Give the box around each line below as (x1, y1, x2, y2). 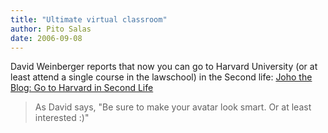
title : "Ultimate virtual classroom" (10, 14, 168, 25)
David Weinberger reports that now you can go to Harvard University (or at (10, 61, 318, 73)
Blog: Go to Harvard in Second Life (10, 82, 154, 94)
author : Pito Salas (10, 24, 92, 34)
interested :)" (34, 112, 90, 124)
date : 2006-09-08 (10, 33, 83, 43)
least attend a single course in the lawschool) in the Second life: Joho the (10, 71, 313, 83)
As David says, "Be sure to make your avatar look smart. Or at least (34, 101, 312, 113)
